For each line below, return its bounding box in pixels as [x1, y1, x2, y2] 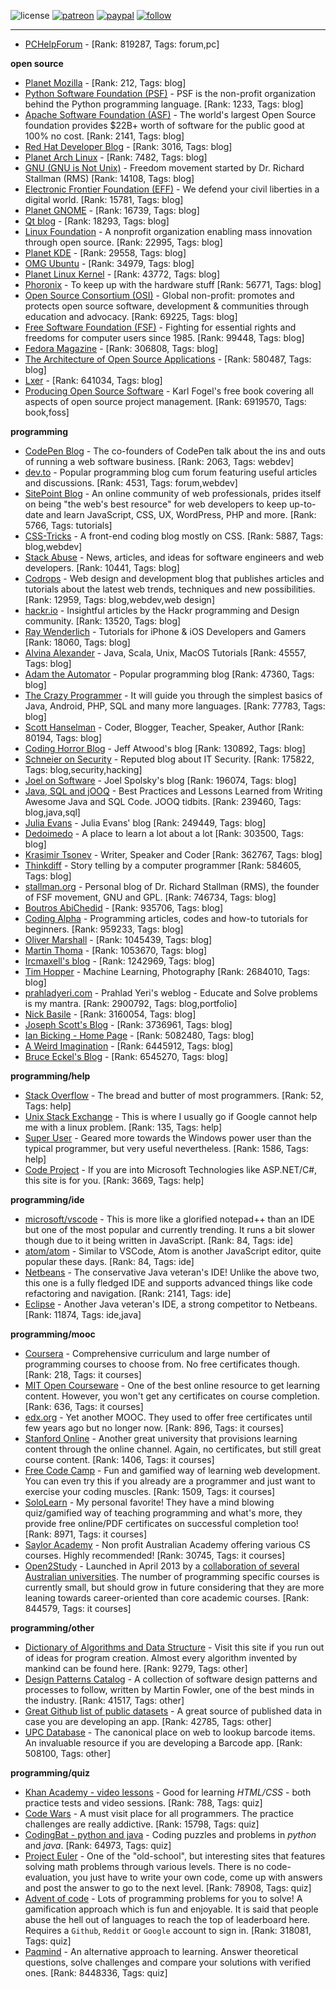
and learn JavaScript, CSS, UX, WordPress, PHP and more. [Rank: [45, 509, 317, 520]
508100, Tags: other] [24, 1748, 112, 1759]
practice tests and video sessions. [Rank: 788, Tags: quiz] [24, 1797, 263, 1809]
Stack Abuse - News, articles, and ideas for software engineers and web [24, 551, 325, 563]
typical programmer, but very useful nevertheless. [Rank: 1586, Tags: [24, 1143, 309, 1154]
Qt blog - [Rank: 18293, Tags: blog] [24, 215, 170, 227]
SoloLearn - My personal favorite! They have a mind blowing [24, 1496, 275, 1508]
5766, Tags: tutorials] [24, 520, 113, 531]
